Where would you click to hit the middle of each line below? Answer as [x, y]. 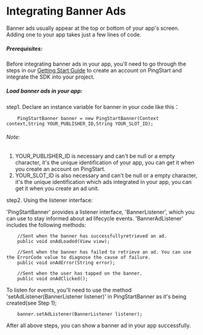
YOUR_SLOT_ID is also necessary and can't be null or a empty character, [106, 175]
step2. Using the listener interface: [50, 200]
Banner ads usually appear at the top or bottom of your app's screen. [93, 28]
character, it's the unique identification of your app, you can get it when [105, 163]
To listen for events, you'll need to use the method [69, 290]
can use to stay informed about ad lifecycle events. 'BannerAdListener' [95, 219]
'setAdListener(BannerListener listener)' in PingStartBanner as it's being [96, 297]
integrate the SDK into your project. [50, 77]
